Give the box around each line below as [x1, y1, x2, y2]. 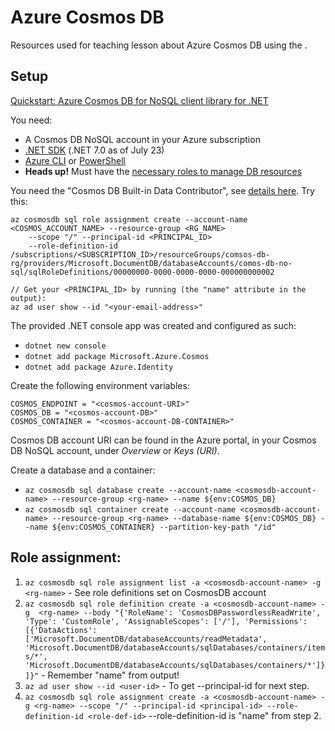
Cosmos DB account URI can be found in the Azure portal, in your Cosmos [10, 434, 317, 446]
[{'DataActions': [24, 625, 98, 635]
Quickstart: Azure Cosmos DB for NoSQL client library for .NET [10, 94, 269, 106]
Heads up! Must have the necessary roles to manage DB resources [24, 165, 303, 177]
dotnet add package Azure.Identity [24, 362, 174, 372]
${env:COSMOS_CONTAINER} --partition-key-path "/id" [51, 522, 277, 532]
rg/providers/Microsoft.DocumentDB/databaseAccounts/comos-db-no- [10, 258, 293, 268]
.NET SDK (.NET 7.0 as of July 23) [24, 144, 165, 156]
